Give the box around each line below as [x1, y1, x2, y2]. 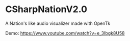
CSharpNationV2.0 [5, 4, 88, 15]
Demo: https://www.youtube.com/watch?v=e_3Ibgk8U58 [5, 30, 125, 36]
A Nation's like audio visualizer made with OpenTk [5, 20, 111, 26]
